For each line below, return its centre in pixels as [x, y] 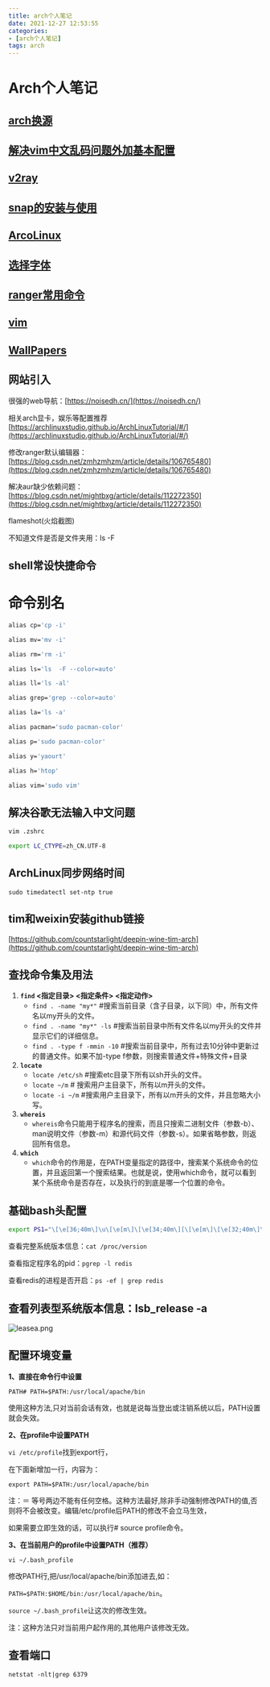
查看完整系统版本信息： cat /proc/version [78, 1246]
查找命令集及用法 [51, 975]
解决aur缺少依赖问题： [45, 486]
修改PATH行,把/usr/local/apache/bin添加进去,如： [90, 1576]
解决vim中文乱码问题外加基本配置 [92, 150]
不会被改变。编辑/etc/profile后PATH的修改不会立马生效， [117, 1510]
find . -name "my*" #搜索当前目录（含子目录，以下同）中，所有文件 [145, 1006]
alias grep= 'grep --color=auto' [62, 698]
